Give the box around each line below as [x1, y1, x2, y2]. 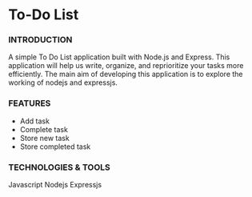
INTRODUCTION [8, 34, 73, 46]
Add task [19, 116, 50, 126]
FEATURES [8, 98, 51, 109]
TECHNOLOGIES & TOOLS [8, 162, 110, 173]
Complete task [19, 124, 68, 134]
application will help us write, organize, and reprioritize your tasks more [8, 61, 244, 70]
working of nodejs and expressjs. [8, 78, 118, 87]
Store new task [19, 133, 70, 143]
